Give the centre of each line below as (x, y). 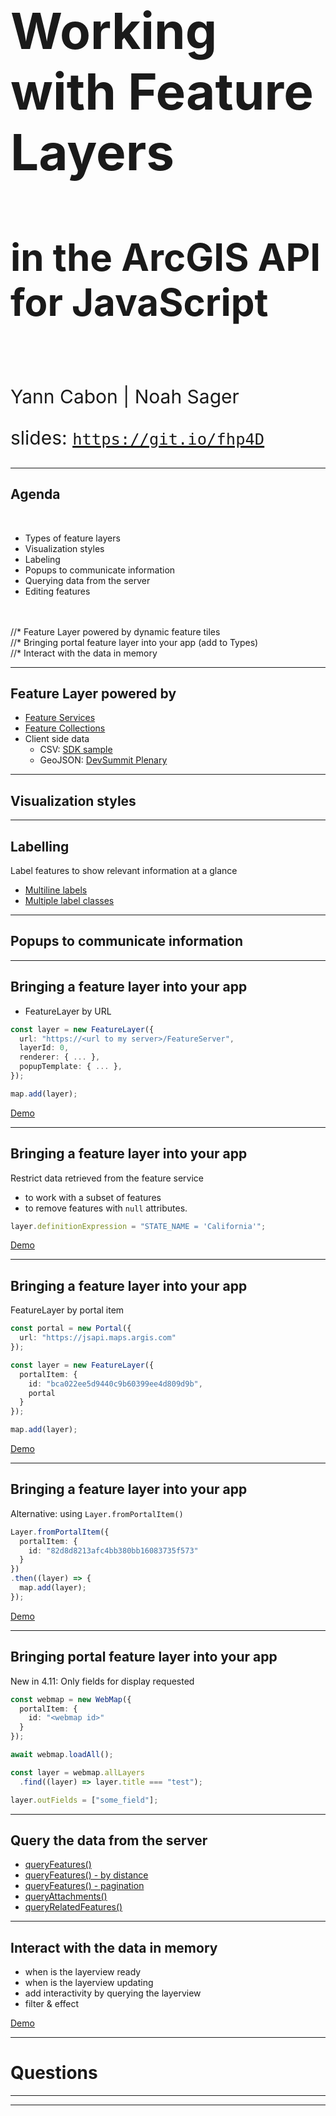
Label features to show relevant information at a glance (124, 871)
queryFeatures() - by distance (86, 1875)
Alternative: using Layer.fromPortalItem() (97, 1513)
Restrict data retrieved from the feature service (107, 1178)
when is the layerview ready (83, 1972)
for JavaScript (139, 302)
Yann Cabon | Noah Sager (125, 396)
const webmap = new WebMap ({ (71, 1699)
